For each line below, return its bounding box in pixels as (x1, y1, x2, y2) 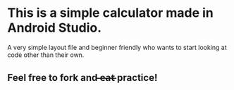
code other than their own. (7, 51, 85, 59)
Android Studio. (7, 20, 102, 36)
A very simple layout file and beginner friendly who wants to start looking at (7, 43, 227, 51)
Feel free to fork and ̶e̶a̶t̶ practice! (7, 72, 158, 84)
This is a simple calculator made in (7, 5, 214, 21)
